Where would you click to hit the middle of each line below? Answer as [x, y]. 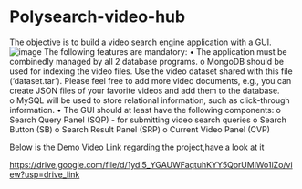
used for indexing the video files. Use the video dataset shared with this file [151, 71]
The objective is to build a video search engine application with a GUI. [141, 42]
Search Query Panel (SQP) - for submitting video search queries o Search [148, 120]
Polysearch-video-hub [97, 17]
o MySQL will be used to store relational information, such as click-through [150, 100]
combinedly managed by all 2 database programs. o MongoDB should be [147, 61]
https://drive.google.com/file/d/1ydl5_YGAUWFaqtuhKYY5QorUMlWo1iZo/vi [151, 164]
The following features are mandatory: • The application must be [166, 51]
